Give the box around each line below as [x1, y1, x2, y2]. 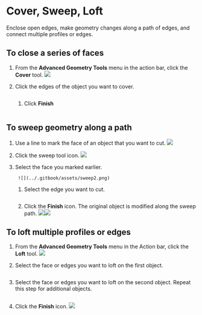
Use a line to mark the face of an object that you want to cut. [14, 139, 166, 146]
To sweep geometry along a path [6, 122, 132, 133]
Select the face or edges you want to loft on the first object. [14, 262, 163, 269]
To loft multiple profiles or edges [6, 227, 131, 237]
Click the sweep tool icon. [14, 152, 80, 159]
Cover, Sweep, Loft [6, 4, 104, 18]
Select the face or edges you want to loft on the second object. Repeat [14, 279, 191, 286]
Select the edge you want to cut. [24, 186, 106, 193]
